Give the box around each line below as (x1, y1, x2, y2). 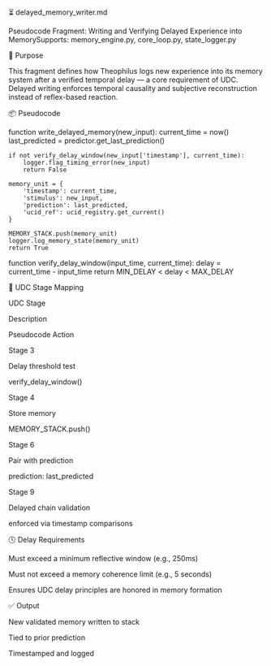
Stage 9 (8, 487, 35, 496)
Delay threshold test (8, 361, 75, 370)
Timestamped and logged (8, 649, 95, 658)
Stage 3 (8, 345, 35, 355)
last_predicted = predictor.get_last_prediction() (8, 136, 165, 145)
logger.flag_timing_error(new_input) (23, 158, 151, 166)
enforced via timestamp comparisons (8, 519, 133, 528)
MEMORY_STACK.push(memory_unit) (8, 230, 118, 238)
